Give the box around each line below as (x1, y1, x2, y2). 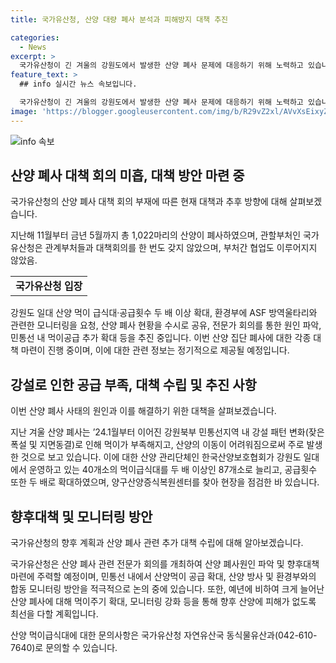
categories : (10, 32, 60, 43)
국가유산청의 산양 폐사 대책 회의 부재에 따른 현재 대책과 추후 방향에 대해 (10, 196, 288, 208)
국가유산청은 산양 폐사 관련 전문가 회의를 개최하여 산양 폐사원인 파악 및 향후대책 (10, 558, 320, 570)
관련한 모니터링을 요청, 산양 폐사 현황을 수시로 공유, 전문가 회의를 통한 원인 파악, (10, 319, 322, 331)
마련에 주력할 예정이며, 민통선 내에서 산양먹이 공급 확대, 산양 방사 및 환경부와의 (10, 571, 317, 583)
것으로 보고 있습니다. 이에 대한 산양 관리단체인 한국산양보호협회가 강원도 (20, 451, 302, 463)
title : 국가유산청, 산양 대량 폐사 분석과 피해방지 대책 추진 (10, 14, 229, 25)
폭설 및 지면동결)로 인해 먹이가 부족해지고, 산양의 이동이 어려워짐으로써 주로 (10, 439, 305, 451)
